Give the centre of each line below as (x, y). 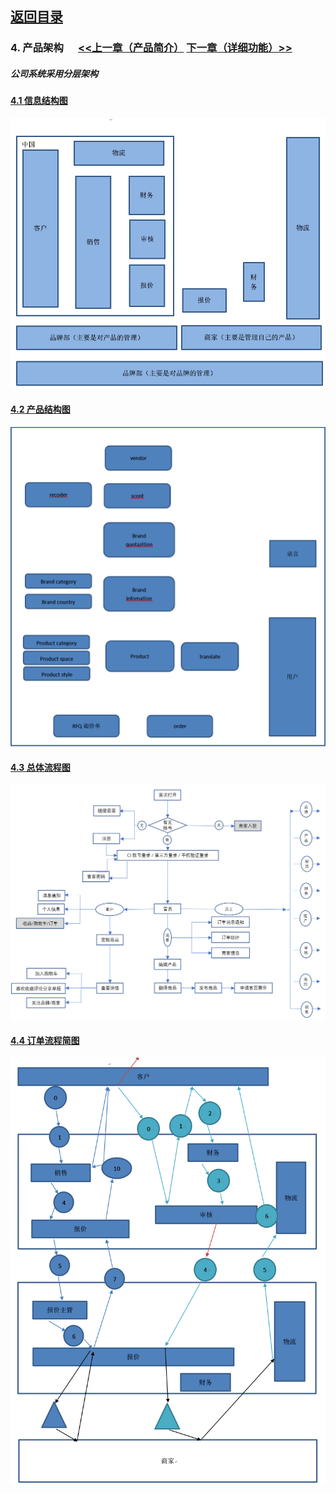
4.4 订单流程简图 (45, 1040)
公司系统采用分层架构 (54, 73)
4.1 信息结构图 (39, 101)
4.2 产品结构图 (40, 409)
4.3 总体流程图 (40, 767)
